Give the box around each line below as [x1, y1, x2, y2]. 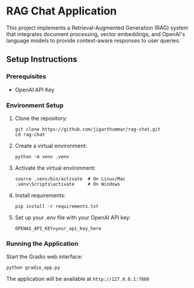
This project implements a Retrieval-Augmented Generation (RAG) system [6, 24, 189, 31]
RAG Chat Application [6, 4, 117, 18]
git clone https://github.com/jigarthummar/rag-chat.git [14, 126, 161, 132]
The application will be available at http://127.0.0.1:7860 [6, 275, 150, 283]
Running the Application [6, 239, 79, 248]
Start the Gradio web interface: [6, 253, 83, 260]
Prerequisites [6, 72, 46, 81]
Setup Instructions [6, 54, 77, 64]
